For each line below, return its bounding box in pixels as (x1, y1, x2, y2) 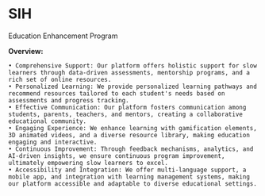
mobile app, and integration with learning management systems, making (8, 172, 250, 181)
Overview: (8, 46, 44, 56)
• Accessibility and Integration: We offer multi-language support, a (8, 166, 247, 174)
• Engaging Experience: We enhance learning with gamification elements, (8, 124, 258, 132)
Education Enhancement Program (8, 31, 118, 40)
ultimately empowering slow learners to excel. (8, 159, 169, 167)
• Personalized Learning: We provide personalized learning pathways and (8, 83, 258, 90)
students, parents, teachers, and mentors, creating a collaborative (8, 110, 244, 118)
